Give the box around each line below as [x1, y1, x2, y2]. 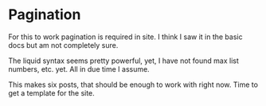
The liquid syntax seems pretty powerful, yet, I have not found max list [8, 56, 239, 65]
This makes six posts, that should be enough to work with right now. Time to [8, 80, 259, 89]
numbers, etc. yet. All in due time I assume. [8, 64, 150, 73]
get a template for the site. [8, 88, 96, 97]
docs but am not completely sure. [8, 40, 119, 49]
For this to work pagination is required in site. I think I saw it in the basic [8, 32, 243, 41]
